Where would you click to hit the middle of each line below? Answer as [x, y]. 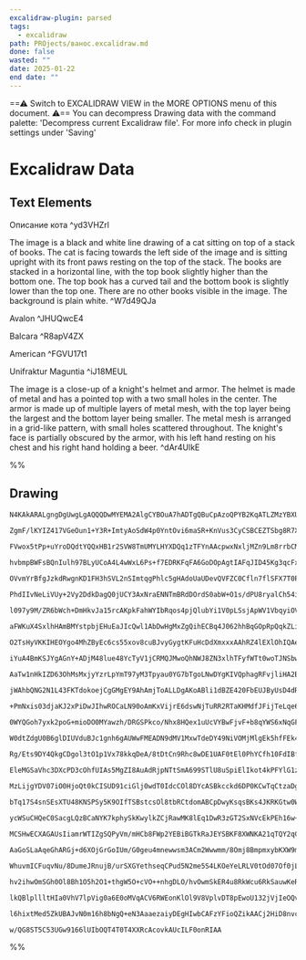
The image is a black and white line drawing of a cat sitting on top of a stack [153, 242]
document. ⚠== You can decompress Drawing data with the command [143, 113]
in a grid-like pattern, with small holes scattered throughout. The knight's [146, 428]
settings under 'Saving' [53, 132]
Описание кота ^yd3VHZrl [59, 224]
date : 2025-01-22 [42, 69]
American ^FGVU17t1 [49, 353]
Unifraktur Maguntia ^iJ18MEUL [69, 371]
